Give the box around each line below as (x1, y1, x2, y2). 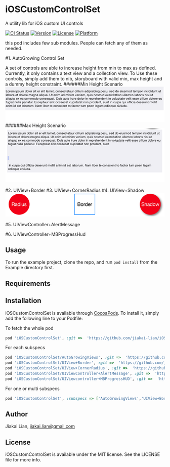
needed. (5, 45, 23, 51)
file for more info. (5, 457, 41, 463)
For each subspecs (5, 345, 46, 351)
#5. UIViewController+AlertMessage (5, 221, 80, 227)
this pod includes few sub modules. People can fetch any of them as (5, 39, 148, 46)
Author (5, 410, 28, 418)
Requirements (5, 279, 51, 288)
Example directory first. (5, 265, 54, 271)
